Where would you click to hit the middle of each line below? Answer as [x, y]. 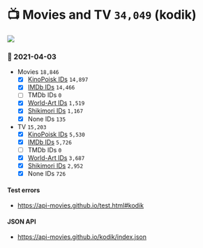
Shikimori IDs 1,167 [55, 111]
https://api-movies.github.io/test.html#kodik [81, 205]
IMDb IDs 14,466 [51, 87]
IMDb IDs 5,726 [50, 142]
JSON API [22, 221]
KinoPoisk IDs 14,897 [58, 80]
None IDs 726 [47, 173]
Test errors [24, 190]
